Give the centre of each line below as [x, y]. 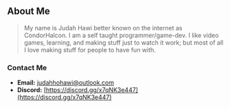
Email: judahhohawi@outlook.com [66, 83]
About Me [28, 11]
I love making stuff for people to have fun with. [90, 50]
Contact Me [27, 67]
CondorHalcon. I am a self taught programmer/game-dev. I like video [121, 35]
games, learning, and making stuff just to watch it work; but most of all [124, 42]
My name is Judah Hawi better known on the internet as [103, 28]
